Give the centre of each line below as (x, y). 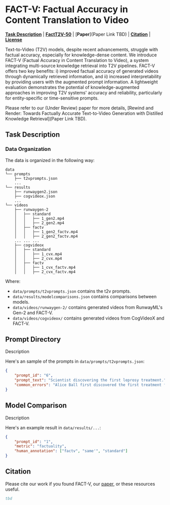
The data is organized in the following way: (50, 160)
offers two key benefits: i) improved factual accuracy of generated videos (82, 71)
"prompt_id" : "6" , (34, 375)
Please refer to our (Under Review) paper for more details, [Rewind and (79, 108)
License (14, 40)
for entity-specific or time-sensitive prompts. (52, 98)
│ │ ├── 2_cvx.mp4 (38, 258)
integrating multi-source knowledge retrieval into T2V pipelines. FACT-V (80, 66)
